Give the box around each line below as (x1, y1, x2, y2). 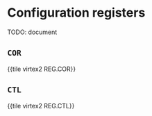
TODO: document (7, 28, 58, 36)
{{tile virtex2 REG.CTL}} (7, 101, 75, 110)
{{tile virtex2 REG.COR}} (7, 65, 76, 73)
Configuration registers (7, 5, 146, 21)
